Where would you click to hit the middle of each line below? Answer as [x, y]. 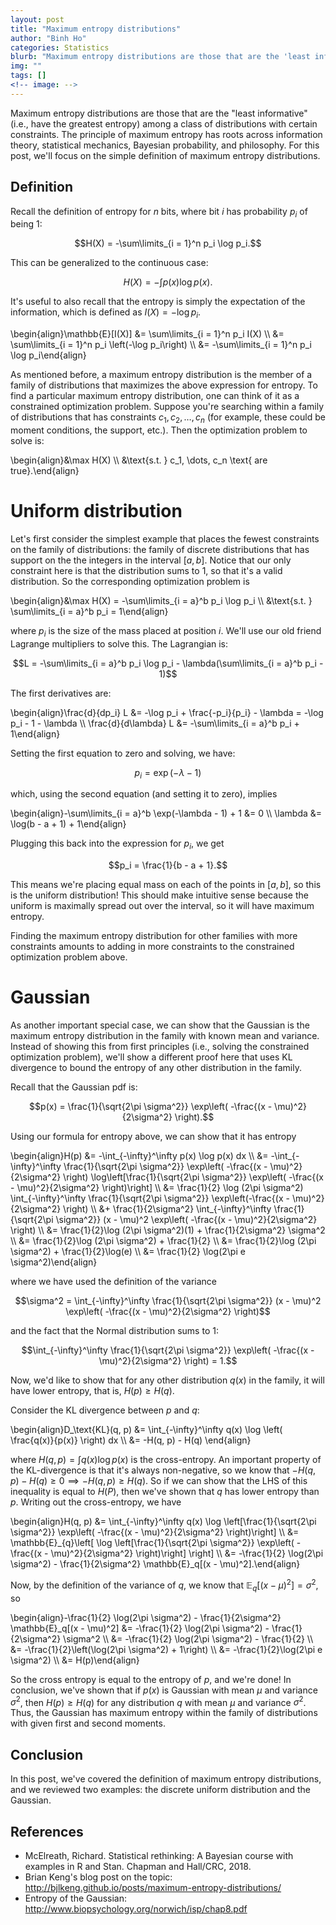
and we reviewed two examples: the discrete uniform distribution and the [161, 1790]
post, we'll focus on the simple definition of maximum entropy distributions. [165, 155]
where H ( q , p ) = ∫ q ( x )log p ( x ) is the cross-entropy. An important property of [166, 1460]
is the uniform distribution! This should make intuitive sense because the [159, 895]
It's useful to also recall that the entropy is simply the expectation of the [158, 302]
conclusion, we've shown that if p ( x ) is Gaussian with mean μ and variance [164, 1690]
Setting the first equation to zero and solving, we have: [123, 753]
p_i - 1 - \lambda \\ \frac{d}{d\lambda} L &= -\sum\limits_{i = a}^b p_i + [155, 723]
